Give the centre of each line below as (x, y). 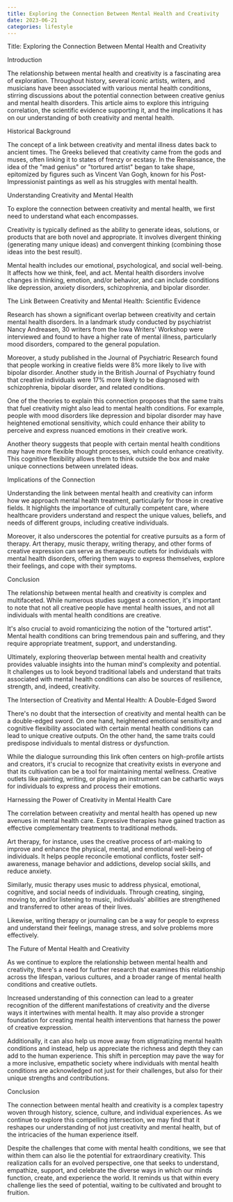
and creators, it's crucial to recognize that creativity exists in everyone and (114, 764)
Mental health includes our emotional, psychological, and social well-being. (115, 265)
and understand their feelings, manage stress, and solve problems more (110, 928)
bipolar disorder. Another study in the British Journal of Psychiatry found (111, 373)
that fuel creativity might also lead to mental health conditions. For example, (116, 408)
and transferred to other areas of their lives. (70, 907)
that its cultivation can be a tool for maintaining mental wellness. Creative (112, 771)
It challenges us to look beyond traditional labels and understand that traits (114, 672)
